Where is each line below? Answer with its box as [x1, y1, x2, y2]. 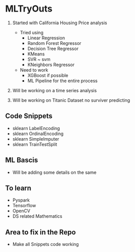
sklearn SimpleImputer [12, 136, 59, 142]
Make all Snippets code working [12, 241, 79, 247]
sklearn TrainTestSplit [12, 141, 58, 147]
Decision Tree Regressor [27, 45, 79, 51]
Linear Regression [27, 35, 65, 41]
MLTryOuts [5, 3, 53, 15]
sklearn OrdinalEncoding [12, 131, 64, 137]
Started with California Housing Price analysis [12, 20, 107, 26]
